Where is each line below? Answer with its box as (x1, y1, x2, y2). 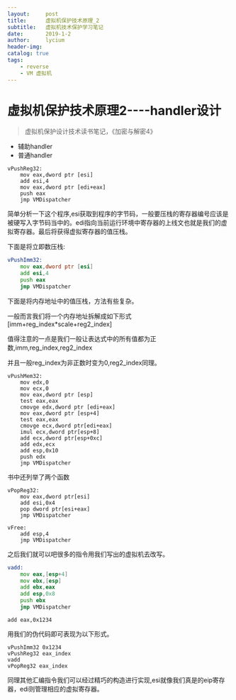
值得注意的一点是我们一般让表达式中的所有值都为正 (7, 334, 157, 343)
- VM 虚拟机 (20, 70, 52, 77)
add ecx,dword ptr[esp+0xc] (20, 434, 103, 442)
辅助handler (17, 143, 53, 151)
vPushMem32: (7, 372, 43, 379)
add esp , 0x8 (20, 590, 55, 598)
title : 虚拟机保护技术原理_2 (7, 17, 100, 24)
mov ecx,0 (20, 384, 50, 392)
